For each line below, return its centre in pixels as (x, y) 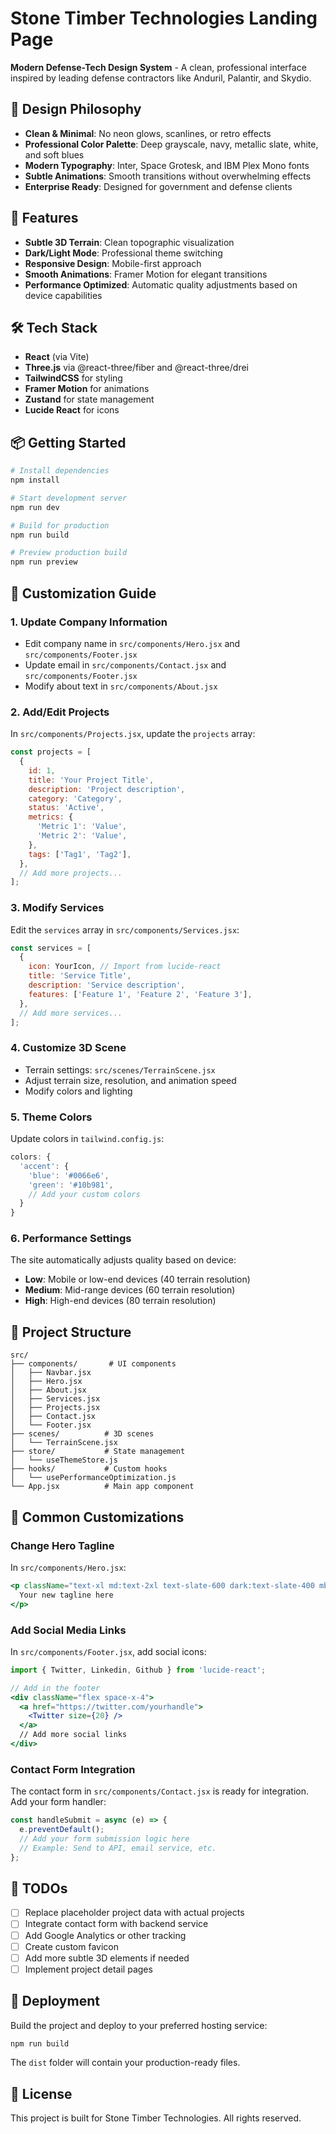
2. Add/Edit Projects (60, 712)
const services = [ (51, 948)
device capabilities (63, 295)
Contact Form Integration (73, 1769)
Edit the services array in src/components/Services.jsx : (125, 929)
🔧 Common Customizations (97, 1517)
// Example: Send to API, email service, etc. (118, 1848)
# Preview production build (69, 553)
